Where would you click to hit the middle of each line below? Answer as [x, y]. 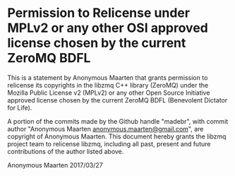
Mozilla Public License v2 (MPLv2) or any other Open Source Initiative [109, 93]
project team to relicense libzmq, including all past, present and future [109, 143]
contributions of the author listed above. [66, 151]
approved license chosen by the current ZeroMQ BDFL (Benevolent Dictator [117, 100]
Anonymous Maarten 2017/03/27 [55, 165]
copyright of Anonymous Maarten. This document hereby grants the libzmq [117, 136]
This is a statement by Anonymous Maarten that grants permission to [108, 77]
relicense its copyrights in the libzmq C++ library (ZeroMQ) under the [108, 85]
